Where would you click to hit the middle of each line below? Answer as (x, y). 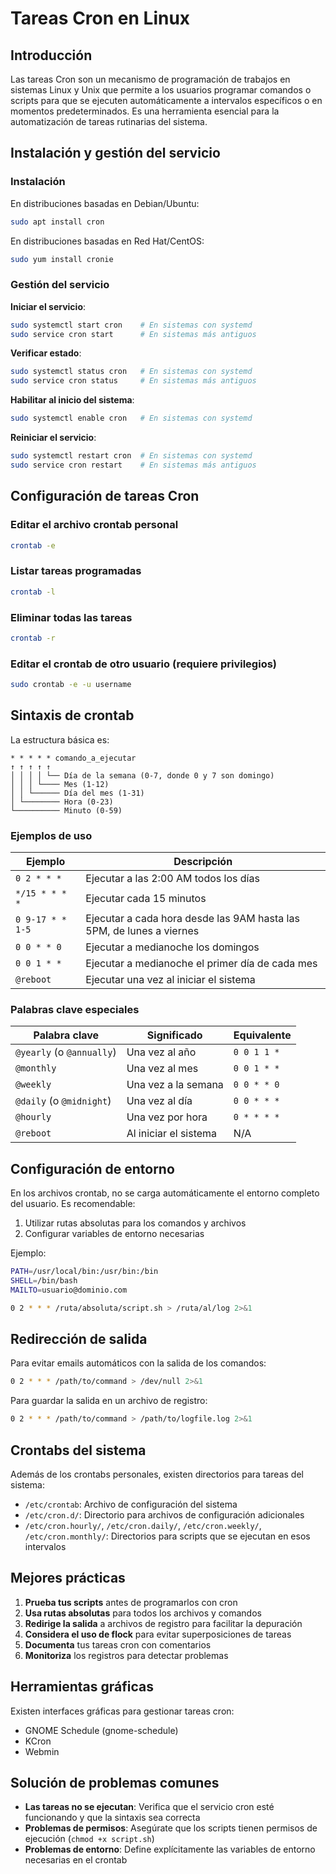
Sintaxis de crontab (72, 715)
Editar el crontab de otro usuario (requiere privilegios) (143, 664)
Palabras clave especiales (75, 1009)
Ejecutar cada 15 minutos (146, 899)
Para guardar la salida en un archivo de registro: (109, 1401)
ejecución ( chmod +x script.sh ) (89, 1839)
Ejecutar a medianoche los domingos (172, 947)
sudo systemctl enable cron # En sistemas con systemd (131, 418)
